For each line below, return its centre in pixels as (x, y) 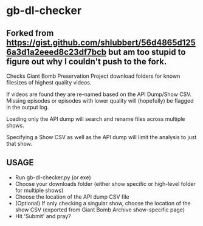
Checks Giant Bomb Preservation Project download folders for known (93, 76)
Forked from (30, 33)
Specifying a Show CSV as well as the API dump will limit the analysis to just (101, 137)
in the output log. (28, 107)
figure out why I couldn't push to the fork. (87, 61)
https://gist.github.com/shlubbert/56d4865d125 (101, 42)
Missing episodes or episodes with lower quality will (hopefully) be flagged (100, 101)
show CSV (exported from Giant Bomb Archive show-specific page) (100, 210)
